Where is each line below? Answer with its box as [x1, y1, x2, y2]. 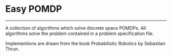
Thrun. [5, 46, 19, 52]
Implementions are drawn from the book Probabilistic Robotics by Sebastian [5, 40, 165, 46]
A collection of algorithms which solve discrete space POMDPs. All [5, 25, 146, 31]
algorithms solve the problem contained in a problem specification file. [5, 30, 154, 36]
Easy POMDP [5, 3, 62, 15]
